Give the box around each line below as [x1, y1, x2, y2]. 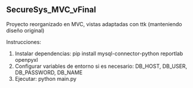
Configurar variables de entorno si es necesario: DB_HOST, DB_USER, [14, 62, 188, 70]
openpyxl [14, 56, 38, 63]
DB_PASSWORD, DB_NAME [14, 68, 82, 76]
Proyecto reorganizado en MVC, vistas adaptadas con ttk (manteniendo [6, 20, 182, 27]
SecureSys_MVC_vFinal [6, 5, 97, 15]
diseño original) [6, 27, 45, 34]
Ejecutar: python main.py [14, 75, 76, 82]
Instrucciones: [6, 38, 42, 45]
